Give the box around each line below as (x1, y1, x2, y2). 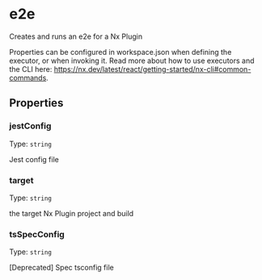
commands (9, 73, 47, 82)
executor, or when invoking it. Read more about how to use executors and (9, 56, 255, 65)
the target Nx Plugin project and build (9, 208, 134, 218)
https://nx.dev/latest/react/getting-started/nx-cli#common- (53, 64, 251, 73)
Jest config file (9, 154, 59, 164)
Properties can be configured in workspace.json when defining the (9, 47, 232, 56)
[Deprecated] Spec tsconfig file (9, 263, 114, 273)
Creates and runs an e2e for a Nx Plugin (9, 31, 143, 41)
